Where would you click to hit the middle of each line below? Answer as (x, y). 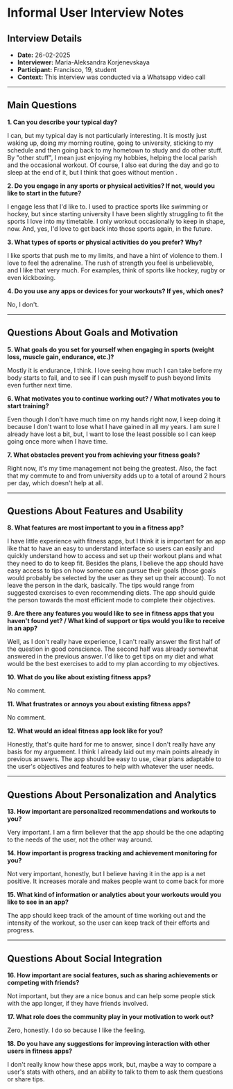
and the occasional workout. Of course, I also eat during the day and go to (113, 165)
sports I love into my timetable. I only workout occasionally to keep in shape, (116, 221)
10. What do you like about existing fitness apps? (79, 677)
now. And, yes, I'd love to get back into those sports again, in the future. (110, 228)
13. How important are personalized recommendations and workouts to (112, 812)
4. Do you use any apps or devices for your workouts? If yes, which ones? (115, 291)
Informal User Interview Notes (96, 13)
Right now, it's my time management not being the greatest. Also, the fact (112, 468)
